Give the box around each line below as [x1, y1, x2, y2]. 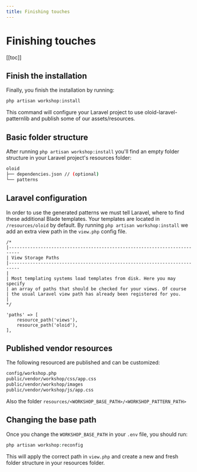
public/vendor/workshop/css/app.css [6, 376, 96, 382]
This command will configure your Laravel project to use [6, 109, 144, 116]
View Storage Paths [11, 255, 60, 261]
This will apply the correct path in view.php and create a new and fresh [6, 452, 179, 460]
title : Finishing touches [6, 8, 70, 15]
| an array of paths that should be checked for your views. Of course [6, 285, 186, 292]
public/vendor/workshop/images [6, 381, 83, 388]
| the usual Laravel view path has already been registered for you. [6, 291, 182, 297]
